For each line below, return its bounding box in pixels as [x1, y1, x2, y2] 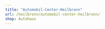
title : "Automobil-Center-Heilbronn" [5, 7, 83, 12]
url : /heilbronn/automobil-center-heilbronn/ [5, 12, 100, 17]
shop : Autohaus [5, 16, 36, 21]
